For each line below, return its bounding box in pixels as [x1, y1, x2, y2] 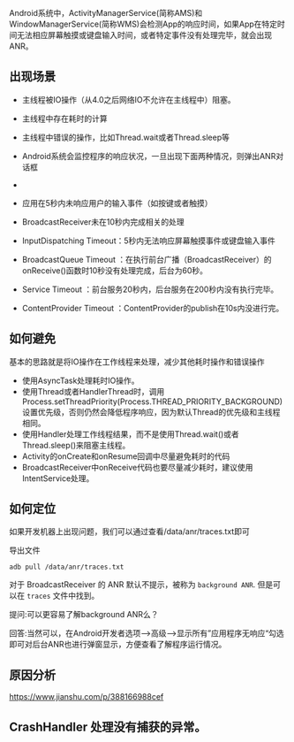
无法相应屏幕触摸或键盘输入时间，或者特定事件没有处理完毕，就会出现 [16, 30, 272, 40]
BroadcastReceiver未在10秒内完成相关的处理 [21, 216, 185, 227]
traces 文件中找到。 [26, 591, 100, 601]
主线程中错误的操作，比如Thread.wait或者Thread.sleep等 [21, 132, 230, 142]
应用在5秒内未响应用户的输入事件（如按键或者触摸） [21, 197, 214, 208]
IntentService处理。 [21, 472, 94, 484]
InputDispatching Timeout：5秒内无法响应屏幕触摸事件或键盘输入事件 [21, 235, 276, 246]
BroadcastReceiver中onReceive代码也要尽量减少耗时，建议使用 [21, 462, 253, 472]
